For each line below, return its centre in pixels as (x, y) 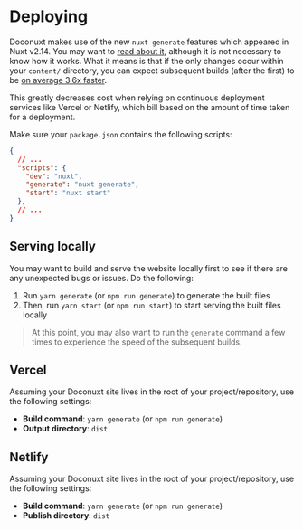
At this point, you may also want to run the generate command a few (158, 332)
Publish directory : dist (66, 516)
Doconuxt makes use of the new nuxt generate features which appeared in (149, 42)
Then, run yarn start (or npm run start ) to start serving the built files (152, 305)
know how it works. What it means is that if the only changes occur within (147, 61)
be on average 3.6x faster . (58, 80)
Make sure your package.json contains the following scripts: (121, 134)
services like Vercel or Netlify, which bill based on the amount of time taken (150, 107)
